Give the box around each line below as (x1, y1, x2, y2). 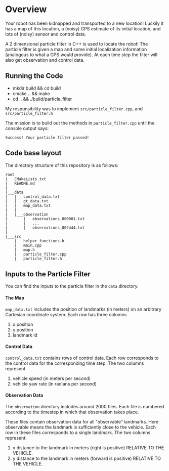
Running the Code (5, 72, 63, 80)
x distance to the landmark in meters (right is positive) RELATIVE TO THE (12, 444, 164, 451)
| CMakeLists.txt (5, 176, 47, 182)
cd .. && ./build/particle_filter (12, 96, 72, 102)
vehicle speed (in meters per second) (12, 375, 91, 381)
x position (12, 321, 33, 327)
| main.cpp (14, 243, 42, 248)
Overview (5, 4, 47, 15)
